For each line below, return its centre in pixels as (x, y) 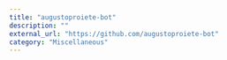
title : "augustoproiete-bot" (63, 17)
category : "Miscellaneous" (59, 42)
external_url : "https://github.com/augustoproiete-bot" (114, 34)
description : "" (39, 26)
